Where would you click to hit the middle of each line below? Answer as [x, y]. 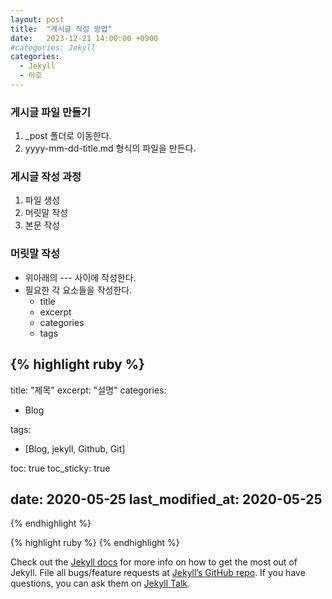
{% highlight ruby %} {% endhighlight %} [95, 543]
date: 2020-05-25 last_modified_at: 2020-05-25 [166, 499]
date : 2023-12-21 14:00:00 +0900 [84, 38]
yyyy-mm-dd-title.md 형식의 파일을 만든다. [110, 148]
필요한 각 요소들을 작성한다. [78, 290]
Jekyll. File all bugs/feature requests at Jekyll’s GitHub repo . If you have [158, 573]
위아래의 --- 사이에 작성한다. [80, 277]
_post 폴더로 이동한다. [68, 136]
